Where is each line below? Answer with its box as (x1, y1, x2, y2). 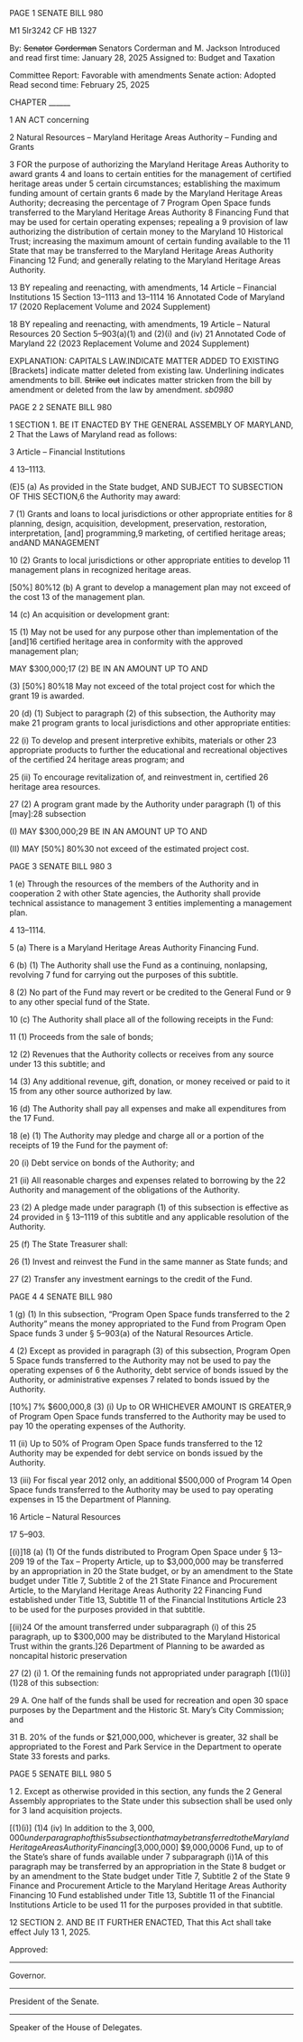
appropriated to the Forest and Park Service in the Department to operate (9, 1741, 282, 1752)
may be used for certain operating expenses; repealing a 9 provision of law (9, 217, 289, 227)
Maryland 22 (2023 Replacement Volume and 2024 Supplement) (9, 338, 250, 349)
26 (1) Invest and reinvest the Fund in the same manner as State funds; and (9, 1256, 289, 1267)
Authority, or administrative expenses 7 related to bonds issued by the (9, 1374, 271, 1385)
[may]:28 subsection (9, 809, 87, 819)
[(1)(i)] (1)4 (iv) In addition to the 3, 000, (9, 1822, 155, 1833)
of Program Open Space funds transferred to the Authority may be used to (9, 1411, 287, 1421)
